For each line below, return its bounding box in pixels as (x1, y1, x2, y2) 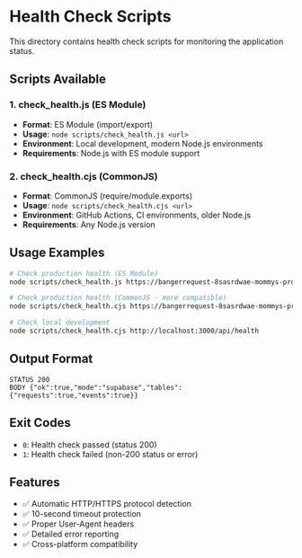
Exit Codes (9, 415, 72, 430)
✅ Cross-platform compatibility (22, 539, 138, 550)
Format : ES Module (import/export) (22, 119, 154, 129)
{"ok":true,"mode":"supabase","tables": (29, 383, 182, 392)
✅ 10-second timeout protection (22, 509, 142, 519)
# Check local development (9, 318, 111, 327)
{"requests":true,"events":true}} (9, 391, 139, 400)
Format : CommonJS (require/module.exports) (22, 190, 193, 201)
